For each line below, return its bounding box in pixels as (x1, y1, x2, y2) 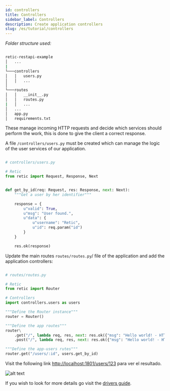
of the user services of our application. (5, 146, 87, 152)
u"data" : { (23, 215, 47, 221)
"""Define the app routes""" (5, 323, 67, 328)
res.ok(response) (14, 243, 51, 249)
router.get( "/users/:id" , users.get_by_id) (5, 351, 99, 356)
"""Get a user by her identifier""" (14, 192, 92, 197)
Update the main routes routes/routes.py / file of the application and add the (5, 252, 165, 259)
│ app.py (5, 111, 28, 116)
